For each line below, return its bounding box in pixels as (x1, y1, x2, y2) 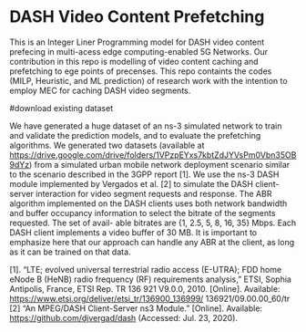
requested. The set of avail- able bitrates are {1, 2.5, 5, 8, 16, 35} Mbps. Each (9, 217, 297, 228)
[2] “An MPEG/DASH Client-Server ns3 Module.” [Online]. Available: (9, 303, 262, 314)
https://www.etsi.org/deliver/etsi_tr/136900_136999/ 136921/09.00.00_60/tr (9, 293, 291, 304)
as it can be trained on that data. (9, 246, 131, 257)
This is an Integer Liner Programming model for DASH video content (9, 36, 265, 47)
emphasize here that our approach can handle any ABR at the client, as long (9, 236, 295, 247)
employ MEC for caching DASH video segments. (9, 85, 191, 96)
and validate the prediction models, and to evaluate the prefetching (9, 130, 261, 140)
